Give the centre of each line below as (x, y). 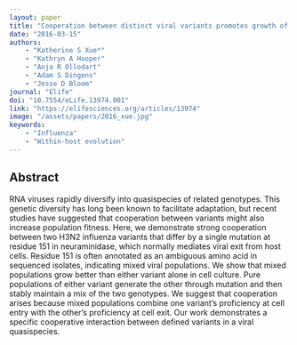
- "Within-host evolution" (75, 141)
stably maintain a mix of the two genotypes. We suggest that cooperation (144, 293)
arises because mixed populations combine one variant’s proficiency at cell (147, 302)
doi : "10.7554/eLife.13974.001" (69, 100)
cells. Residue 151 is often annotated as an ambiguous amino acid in (133, 255)
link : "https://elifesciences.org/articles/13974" (105, 108)
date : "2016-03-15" (45, 34)
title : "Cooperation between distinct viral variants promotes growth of (149, 26)
